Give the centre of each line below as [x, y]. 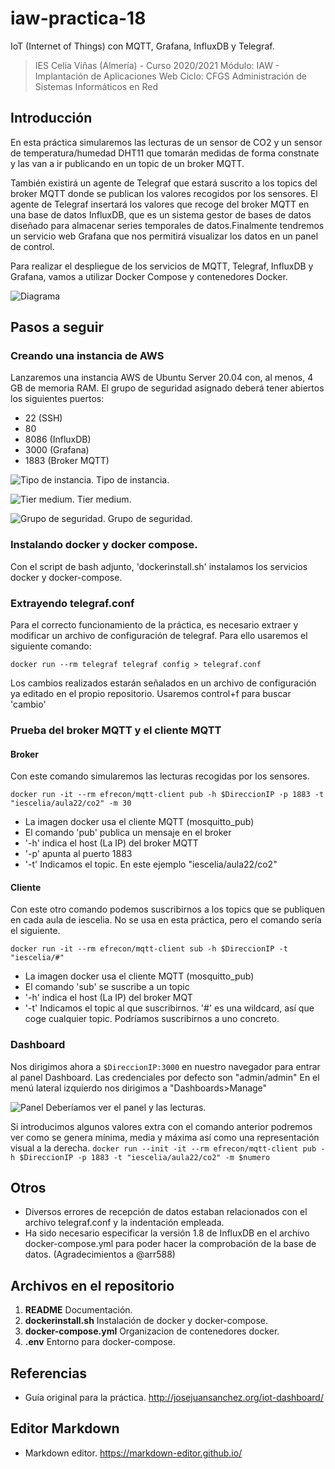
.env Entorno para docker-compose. [100, 1342]
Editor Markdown [65, 1428]
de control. [32, 246]
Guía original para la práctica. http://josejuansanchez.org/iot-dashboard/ [174, 1398]
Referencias [49, 1373]
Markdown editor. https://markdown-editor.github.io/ [133, 1453]
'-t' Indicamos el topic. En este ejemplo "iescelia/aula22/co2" [151, 864]
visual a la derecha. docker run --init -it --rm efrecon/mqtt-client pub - [168, 1148]
